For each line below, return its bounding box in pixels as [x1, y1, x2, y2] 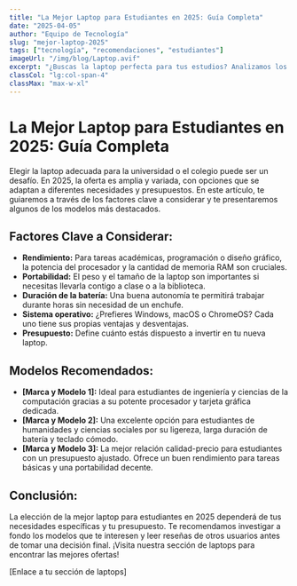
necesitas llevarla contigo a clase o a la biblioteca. [21, 281, 206, 291]
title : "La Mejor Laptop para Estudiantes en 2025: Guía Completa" [9, 12, 264, 22]
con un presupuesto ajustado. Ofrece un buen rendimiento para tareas [21, 453, 280, 463]
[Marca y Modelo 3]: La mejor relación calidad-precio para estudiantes [21, 443, 283, 454]
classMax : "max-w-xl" [9, 79, 90, 88]
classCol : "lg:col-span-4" [9, 71, 109, 80]
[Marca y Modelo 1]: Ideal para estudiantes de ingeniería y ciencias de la [21, 387, 289, 398]
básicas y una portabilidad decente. [21, 463, 153, 473]
